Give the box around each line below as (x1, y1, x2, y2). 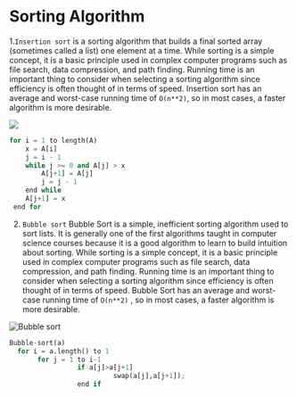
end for (12, 202, 42, 211)
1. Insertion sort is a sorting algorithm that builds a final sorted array (9, 36, 263, 46)
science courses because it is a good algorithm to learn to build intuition (21, 237, 288, 248)
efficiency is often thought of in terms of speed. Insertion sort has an (9, 83, 262, 94)
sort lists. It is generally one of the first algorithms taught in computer (21, 227, 277, 238)
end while (25, 186, 62, 195)
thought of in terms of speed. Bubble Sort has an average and (21, 285, 250, 295)
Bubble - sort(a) (9, 338, 66, 347)
